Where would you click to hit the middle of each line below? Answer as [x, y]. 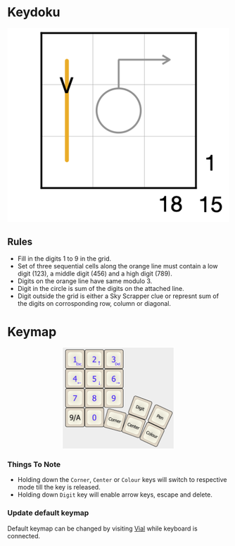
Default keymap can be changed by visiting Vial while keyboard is [103, 528]
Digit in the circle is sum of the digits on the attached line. [101, 289]
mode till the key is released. [59, 488]
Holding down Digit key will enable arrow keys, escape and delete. [115, 495]
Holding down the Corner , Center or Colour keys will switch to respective [122, 480]
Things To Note [34, 464]
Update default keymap [48, 513]
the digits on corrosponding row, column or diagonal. [94, 304]
